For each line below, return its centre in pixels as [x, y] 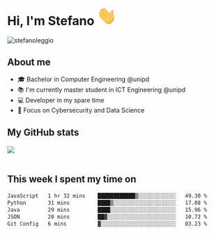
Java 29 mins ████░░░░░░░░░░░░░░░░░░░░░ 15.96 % [107, 210]
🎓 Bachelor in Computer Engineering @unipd [83, 80]
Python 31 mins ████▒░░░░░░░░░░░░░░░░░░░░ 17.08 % [107, 203]
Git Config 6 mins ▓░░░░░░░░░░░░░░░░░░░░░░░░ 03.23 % [107, 224]
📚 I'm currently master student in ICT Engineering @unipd [101, 90]
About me [29, 63]
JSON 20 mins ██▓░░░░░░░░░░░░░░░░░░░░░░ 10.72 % [107, 217]
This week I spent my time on [72, 179]
